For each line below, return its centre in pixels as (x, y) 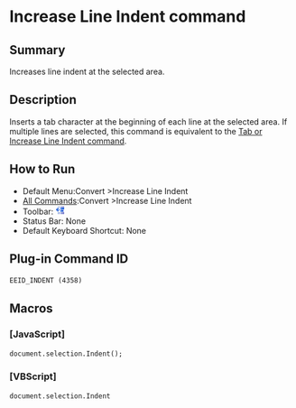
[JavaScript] (37, 334)
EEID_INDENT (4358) (46, 281)
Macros (31, 308)
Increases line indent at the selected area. (87, 71)
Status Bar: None (54, 221)
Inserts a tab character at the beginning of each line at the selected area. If (148, 121)
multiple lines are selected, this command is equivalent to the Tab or (136, 131)
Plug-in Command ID (69, 259)
